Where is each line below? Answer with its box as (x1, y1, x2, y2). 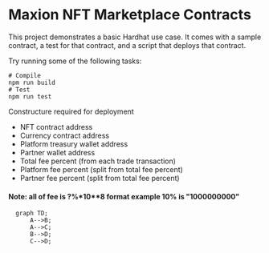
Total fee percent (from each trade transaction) (19, 156, 177, 166)
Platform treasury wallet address (19, 139, 128, 149)
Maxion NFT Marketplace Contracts (8, 6, 251, 24)
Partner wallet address (19, 147, 96, 157)
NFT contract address (19, 122, 93, 131)
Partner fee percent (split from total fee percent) (19, 173, 180, 183)
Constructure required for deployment (8, 106, 134, 116)
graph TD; (15, 210, 48, 218)
